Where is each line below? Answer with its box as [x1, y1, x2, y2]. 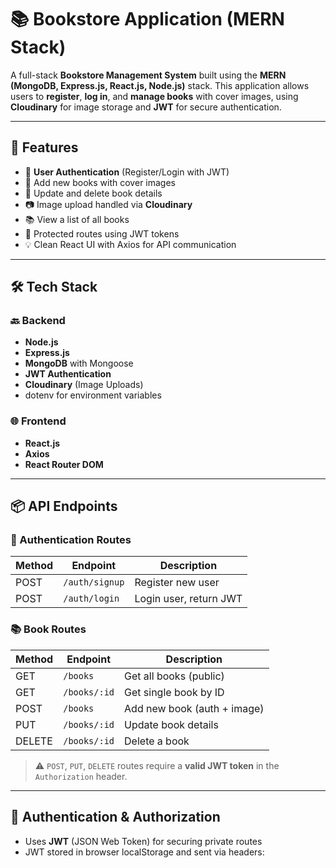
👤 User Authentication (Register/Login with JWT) [24, 166, 230, 178]
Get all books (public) [124, 669, 225, 683]
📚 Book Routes [10, 622, 87, 636]
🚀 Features [10, 139, 79, 156]
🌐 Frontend [10, 414, 67, 428]
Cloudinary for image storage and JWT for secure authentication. [10, 101, 282, 113]
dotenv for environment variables [24, 389, 162, 401]
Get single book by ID [124, 685, 225, 699]
